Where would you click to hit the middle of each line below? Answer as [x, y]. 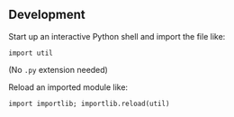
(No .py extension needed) [58, 69]
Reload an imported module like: [68, 87]
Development [47, 15]
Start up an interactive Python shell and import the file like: [117, 36]
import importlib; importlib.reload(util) [89, 103]
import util [31, 53]
